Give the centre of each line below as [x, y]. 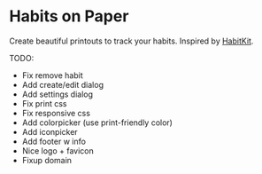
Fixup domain [47, 160]
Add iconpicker [50, 131]
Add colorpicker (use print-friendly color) [97, 123]
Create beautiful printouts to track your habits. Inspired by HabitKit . [131, 41]
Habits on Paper [69, 16]
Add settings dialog [58, 94]
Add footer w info [54, 141]
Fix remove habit [52, 75]
